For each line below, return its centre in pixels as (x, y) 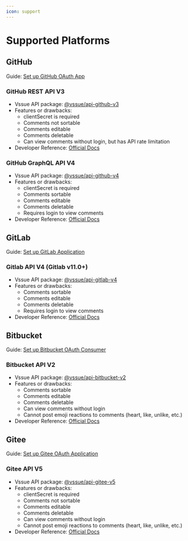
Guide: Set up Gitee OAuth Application (52, 454)
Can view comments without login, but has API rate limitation (96, 141)
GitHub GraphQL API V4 (40, 163)
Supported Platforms (58, 40)
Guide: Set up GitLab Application (45, 252)
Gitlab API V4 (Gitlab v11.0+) (47, 267)
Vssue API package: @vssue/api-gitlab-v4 (66, 280)
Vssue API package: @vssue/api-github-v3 (66, 104)
